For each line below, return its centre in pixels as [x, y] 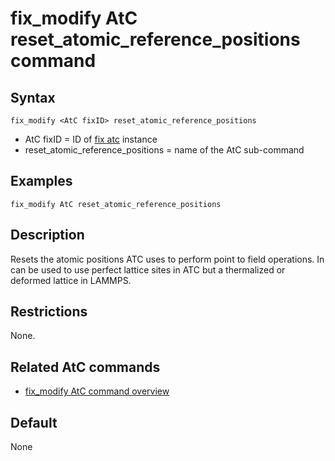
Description [47, 235]
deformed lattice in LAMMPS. [71, 280]
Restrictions [49, 312]
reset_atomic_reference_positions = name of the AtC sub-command [164, 150]
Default [34, 422]
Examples [41, 181]
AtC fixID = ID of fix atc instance [91, 139]
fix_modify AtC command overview [97, 391]
